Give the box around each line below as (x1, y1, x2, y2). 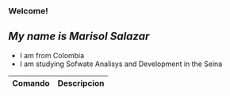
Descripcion (57, 77, 105, 88)
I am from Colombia (19, 50, 85, 60)
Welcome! (8, 6, 49, 17)
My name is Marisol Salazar (8, 30, 150, 43)
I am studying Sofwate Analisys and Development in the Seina (19, 59, 223, 68)
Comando (12, 77, 50, 88)
